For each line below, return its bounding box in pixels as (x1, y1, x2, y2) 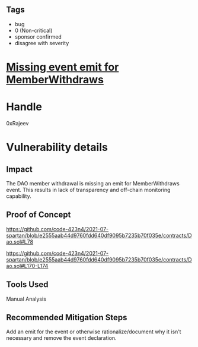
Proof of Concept (6, 210, 71, 220)
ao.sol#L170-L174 (6, 262, 49, 269)
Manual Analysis (6, 295, 46, 302)
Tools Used (6, 279, 49, 290)
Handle (6, 100, 43, 113)
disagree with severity (14, 39, 69, 46)
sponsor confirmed (14, 33, 62, 40)
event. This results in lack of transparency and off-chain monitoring (6, 186, 171, 193)
